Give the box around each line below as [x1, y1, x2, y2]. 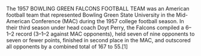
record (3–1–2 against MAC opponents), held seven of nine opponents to [16, 30, 195, 38]
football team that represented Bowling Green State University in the [6, 11, 175, 18]
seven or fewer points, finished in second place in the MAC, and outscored [6, 37, 191, 43]
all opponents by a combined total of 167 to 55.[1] [6, 43, 128, 50]
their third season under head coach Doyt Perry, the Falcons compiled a [6, 24, 184, 31]
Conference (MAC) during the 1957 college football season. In [31, 18, 184, 24]
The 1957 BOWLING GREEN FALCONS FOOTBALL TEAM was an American [6, 5, 190, 12]
